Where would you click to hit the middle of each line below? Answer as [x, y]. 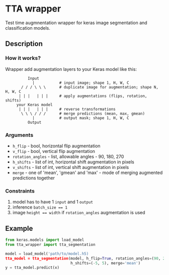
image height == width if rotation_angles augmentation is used [79, 213]
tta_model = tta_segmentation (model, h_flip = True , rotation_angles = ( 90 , [83, 258]
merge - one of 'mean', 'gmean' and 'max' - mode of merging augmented [88, 172]
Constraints [20, 191]
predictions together [34, 178]
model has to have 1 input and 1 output [53, 202]
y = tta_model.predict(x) [32, 268]
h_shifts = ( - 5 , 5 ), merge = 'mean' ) [105, 263]
